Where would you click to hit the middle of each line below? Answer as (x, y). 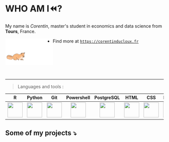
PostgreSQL (107, 98)
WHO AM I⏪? (34, 9)
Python (35, 98)
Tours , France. (21, 31)
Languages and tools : (40, 86)
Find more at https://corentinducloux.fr (96, 41)
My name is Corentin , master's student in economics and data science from (84, 26)
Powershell (78, 98)
